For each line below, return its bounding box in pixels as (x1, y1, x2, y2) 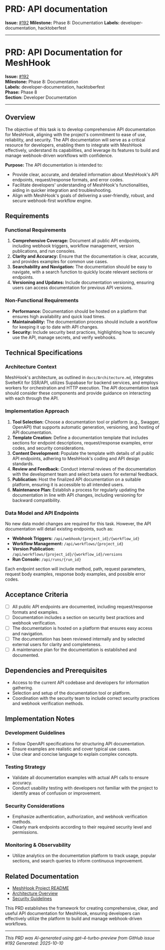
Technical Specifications (5, 349, 83, 357)
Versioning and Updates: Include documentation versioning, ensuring (12, 279, 155, 286)
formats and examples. (12, 609, 59, 615)
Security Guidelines (12, 896, 53, 902)
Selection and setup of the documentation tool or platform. (12, 690, 131, 696)
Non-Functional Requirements (5, 297, 79, 304)
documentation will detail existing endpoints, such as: (5, 526, 114, 532)
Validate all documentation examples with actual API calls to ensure (12, 774, 149, 780)
